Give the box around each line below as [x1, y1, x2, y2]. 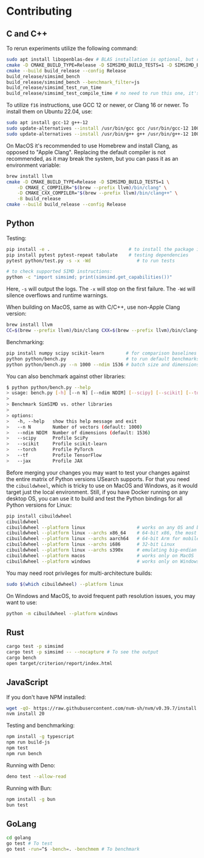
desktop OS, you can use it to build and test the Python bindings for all [6, 494, 183, 502]
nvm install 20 [6, 711, 45, 717]
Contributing [6, 4, 72, 18]
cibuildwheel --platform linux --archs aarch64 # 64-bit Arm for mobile [6, 536, 200, 542]
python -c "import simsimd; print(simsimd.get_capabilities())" [6, 274, 172, 281]
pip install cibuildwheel [6, 513, 72, 519]
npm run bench [6, 750, 42, 756]
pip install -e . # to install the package [6, 246, 194, 252]
